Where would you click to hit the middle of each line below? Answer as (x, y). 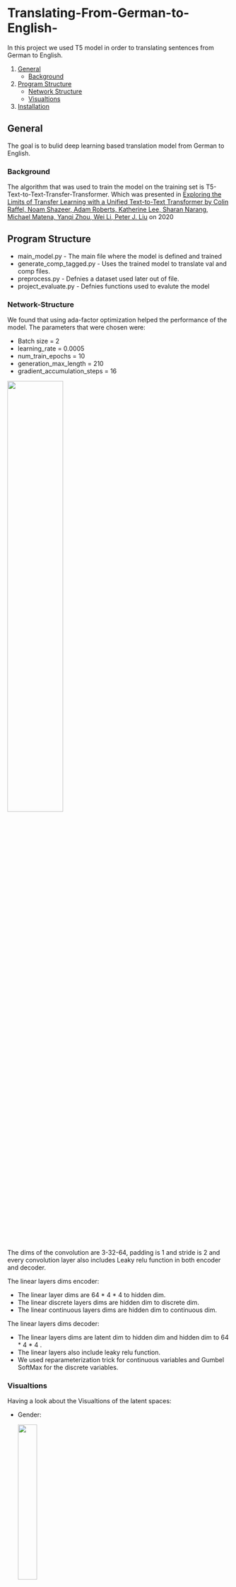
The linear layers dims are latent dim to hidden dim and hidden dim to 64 (123, 1337)
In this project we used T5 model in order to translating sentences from (111, 47)
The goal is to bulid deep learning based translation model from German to (116, 146)
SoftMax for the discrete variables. (68, 1368)
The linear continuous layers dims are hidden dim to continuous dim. (117, 1310)
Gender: (29, 1415)
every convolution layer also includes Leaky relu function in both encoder (114, 1260)
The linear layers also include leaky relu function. (89, 1352)
